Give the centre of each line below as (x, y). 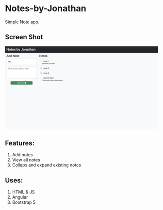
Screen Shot (24, 37)
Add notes (22, 155)
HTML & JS (23, 192)
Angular (20, 197)
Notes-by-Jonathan (46, 8)
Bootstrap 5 (24, 202)
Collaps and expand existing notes (47, 165)
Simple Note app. (22, 22)
